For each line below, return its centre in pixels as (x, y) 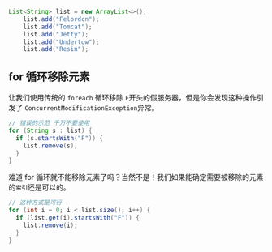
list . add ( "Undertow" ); (61, 42)
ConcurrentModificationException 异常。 (91, 108)
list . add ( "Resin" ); (56, 49)
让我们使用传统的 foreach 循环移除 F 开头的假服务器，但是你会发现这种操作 (133, 98)
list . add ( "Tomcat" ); (58, 27)
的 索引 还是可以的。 (39, 187)
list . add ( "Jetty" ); (56, 34)
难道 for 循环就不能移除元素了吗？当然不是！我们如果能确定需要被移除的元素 (136, 177)
